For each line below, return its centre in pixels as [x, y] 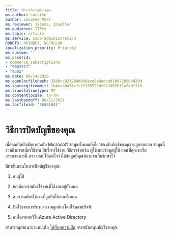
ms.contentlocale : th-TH [32, 95]
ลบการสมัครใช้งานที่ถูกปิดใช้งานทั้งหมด [45, 197]
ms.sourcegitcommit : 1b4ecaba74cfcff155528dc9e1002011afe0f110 [74, 86]
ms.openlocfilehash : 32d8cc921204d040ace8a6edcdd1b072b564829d [74, 81]
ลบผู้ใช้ [18, 176]
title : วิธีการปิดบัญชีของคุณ [28, 10]
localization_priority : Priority [41, 48]
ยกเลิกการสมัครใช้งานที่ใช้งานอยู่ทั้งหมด [45, 187]
